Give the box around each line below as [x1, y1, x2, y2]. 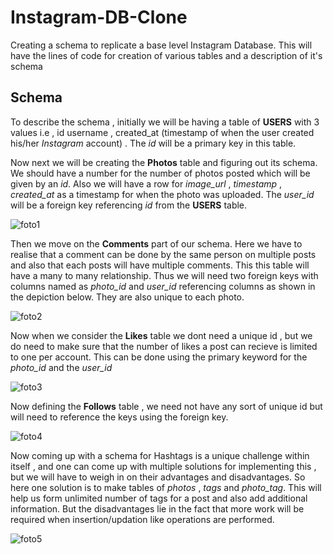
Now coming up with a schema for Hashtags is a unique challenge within [10, 449, 310, 461]
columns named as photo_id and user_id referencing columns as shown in [10, 280, 316, 292]
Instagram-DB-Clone [10, 6, 188, 29]
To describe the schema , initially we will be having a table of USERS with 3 [10, 116, 320, 128]
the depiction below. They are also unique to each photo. [10, 291, 245, 303]
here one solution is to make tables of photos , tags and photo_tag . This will [10, 481, 322, 493]
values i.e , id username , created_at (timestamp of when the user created [10, 126, 315, 138]
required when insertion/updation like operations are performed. [10, 513, 275, 525]
